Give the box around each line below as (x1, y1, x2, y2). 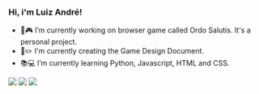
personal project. (19, 37, 78, 47)
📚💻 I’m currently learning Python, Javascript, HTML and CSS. (19, 58, 230, 68)
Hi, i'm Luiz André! (8, 6, 83, 18)
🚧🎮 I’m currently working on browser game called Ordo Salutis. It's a (19, 25, 251, 35)
